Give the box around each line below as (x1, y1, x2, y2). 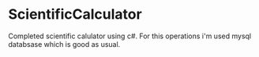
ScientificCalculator (8, 5, 142, 23)
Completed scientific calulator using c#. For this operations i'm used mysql (8, 31, 251, 41)
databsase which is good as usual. (8, 39, 121, 48)
